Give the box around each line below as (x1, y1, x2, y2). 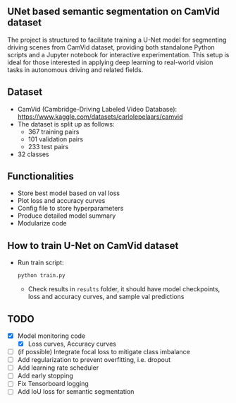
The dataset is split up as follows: (17, 119, 115, 128)
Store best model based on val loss (17, 189, 120, 197)
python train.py (17, 272, 66, 279)
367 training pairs (27, 127, 80, 136)
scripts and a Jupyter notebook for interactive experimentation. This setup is (7, 50, 230, 59)
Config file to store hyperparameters (17, 204, 124, 213)
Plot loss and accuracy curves (17, 197, 106, 205)
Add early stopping (17, 371, 74, 380)
